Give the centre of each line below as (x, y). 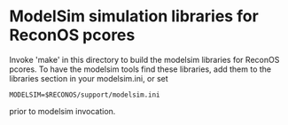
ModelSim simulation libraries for (134, 16)
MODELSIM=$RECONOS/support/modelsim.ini (85, 95)
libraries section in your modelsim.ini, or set (89, 78)
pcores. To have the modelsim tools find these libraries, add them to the (140, 69)
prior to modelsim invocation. (62, 111)
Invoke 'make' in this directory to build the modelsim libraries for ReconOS (144, 59)
